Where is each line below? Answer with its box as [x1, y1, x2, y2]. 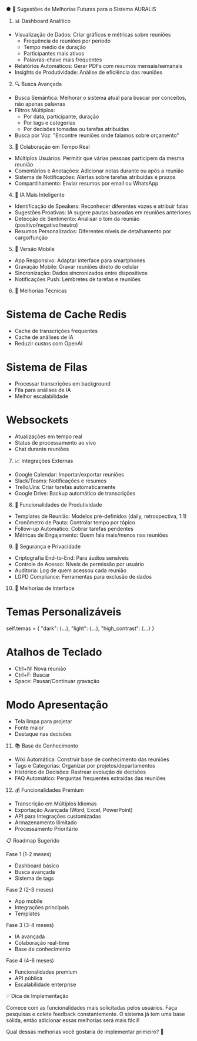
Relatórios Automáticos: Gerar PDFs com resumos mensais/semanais [14, 63, 183, 69]
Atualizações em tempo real [14, 433, 82, 440]
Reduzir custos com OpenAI [14, 340, 83, 347]
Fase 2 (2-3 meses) [6, 886, 54, 893]
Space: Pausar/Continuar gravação [14, 677, 100, 684]
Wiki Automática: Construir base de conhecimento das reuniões [14, 756, 169, 763]
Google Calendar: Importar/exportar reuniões [14, 471, 125, 478]
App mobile [14, 898, 43, 905]
